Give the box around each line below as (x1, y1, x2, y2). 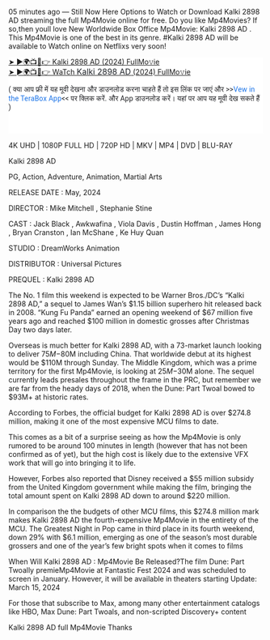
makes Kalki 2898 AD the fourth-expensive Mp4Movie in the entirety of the (8, 514, 259, 525)
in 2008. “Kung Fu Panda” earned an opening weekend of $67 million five (8, 307, 253, 317)
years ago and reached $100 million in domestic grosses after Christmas (8, 316, 250, 326)
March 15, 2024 (8, 582, 61, 592)
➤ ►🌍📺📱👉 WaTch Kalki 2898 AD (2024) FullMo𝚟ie (8, 66, 192, 77)
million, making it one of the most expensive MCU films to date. (8, 416, 219, 426)
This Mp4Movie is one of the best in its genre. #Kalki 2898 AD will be (8, 32, 238, 42)
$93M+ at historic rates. (8, 392, 89, 402)
